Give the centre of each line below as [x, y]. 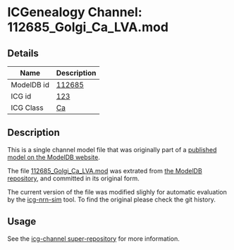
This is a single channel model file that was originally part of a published [112, 149]
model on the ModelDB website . [54, 157]
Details [23, 53]
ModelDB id [30, 85]
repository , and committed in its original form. [73, 178]
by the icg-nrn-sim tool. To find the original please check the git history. [112, 199]
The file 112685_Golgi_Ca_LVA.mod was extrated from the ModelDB [105, 170]
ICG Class [27, 108]
